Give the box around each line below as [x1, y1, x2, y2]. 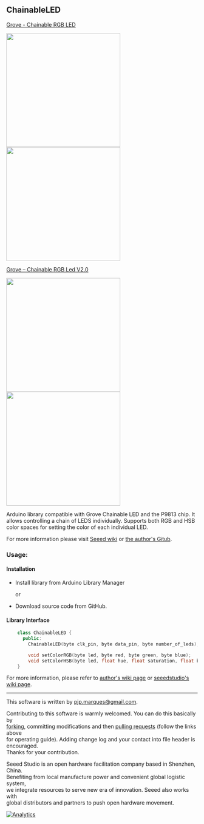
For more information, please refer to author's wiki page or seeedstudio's [6, 674, 189, 682]
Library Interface [6, 616, 50, 624]
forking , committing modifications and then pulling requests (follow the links [6, 723, 197, 730]
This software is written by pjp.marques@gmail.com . [6, 698, 138, 706]
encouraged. [6, 742, 38, 749]
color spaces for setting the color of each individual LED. [6, 523, 149, 531]
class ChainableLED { [17, 630, 72, 636]
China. [6, 767, 23, 774]
